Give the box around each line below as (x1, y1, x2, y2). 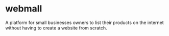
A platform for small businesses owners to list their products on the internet (5, 19, 164, 25)
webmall (5, 3, 42, 14)
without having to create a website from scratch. (5, 24, 107, 30)
